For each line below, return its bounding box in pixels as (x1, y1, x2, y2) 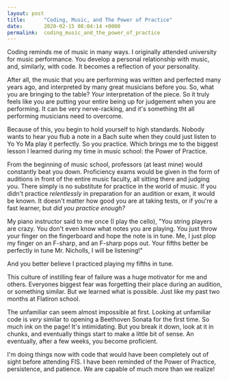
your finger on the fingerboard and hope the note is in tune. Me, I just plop (7, 232, 217, 240)
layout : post (7, 10, 44, 17)
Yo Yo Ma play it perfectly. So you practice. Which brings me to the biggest (7, 140, 219, 148)
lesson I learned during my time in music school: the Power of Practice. (7, 147, 208, 155)
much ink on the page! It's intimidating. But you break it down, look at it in (7, 322, 214, 331)
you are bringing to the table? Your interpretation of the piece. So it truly (7, 90, 210, 99)
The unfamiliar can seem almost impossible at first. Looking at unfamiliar (7, 308, 212, 316)
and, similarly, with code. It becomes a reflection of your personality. (7, 62, 200, 71)
